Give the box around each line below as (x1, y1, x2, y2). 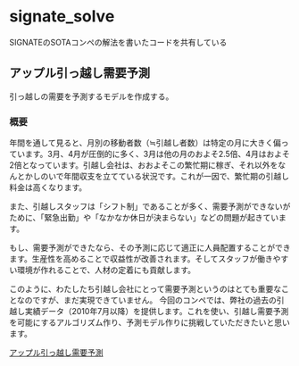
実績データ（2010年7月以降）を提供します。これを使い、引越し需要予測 (24, 306, 289, 317)
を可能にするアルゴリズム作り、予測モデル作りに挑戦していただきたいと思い (9, 317, 290, 328)
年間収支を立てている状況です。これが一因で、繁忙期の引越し (63, 171, 290, 182)
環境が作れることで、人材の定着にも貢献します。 (16, 265, 196, 276)
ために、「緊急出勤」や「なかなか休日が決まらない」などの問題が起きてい (9, 212, 279, 223)
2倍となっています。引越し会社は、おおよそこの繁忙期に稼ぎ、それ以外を (9, 160, 278, 171)
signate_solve (9, 6, 115, 27)
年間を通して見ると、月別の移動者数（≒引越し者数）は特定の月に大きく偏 (9, 137, 281, 148)
